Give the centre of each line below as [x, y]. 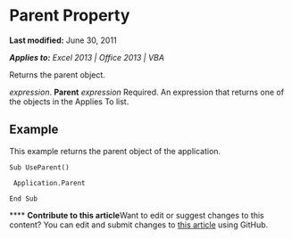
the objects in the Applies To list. [69, 101]
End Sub [24, 198]
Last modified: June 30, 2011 [63, 40]
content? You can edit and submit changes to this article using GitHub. [139, 225]
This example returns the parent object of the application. [115, 151]
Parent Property [70, 16]
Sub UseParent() [39, 167]
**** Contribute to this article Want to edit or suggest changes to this [137, 215]
